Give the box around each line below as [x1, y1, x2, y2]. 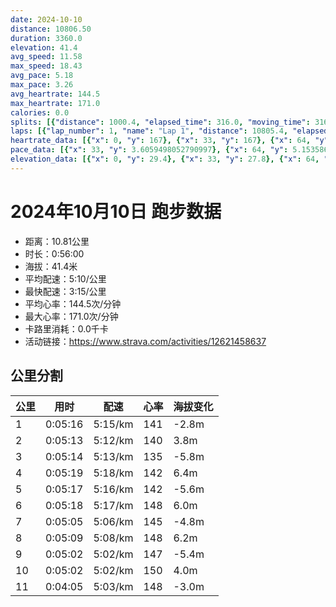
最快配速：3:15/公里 [24, 285, 107, 297]
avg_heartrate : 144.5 [10, 89, 101, 99]
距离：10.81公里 [24, 235, 90, 247]
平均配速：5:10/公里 [24, 272, 107, 285]
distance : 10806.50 [10, 24, 92, 34]
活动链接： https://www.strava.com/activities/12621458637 [24, 335, 267, 347]
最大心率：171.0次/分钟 [24, 310, 119, 322]
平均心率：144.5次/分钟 [24, 297, 122, 310]
